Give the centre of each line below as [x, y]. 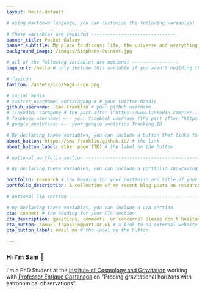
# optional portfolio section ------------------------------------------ [103, 158]
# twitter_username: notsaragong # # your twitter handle [81, 102]
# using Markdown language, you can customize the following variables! [101, 23]
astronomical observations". [42, 283]
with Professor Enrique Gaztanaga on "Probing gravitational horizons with [99, 277]
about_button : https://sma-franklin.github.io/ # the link [83, 141]
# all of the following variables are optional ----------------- [92, 62]
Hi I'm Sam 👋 [25, 257]
